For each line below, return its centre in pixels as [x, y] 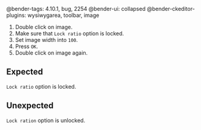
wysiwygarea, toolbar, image [63, 15]
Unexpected [30, 106]
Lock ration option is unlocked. [46, 120]
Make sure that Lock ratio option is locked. [70, 33]
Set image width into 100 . [46, 40]
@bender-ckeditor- [171, 9]
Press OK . [26, 46]
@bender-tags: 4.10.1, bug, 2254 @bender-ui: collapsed [76, 9]
